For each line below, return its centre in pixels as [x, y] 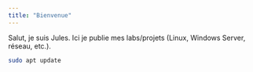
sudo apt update [35, 60]
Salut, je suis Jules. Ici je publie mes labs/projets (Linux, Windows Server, [127, 38]
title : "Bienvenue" [40, 15]
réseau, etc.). [29, 46]
